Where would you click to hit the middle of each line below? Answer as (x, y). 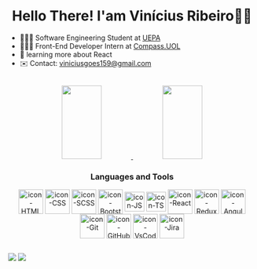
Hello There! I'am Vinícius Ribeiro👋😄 (132, 16)
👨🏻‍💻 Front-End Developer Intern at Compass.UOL (100, 45)
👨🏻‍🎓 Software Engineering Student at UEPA (90, 38)
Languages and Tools (132, 176)
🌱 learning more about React (66, 54)
